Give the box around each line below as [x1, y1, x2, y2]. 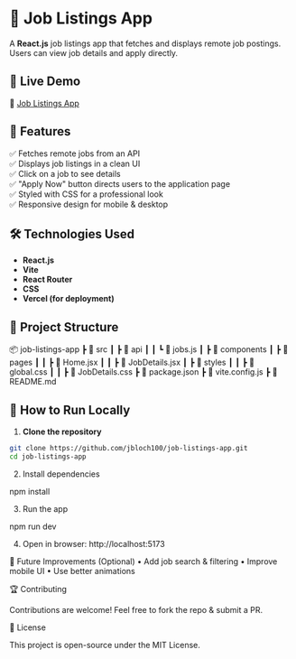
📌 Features [9, 124, 71, 139]
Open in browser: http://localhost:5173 [22, 538, 165, 549]
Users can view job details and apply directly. [9, 47, 179, 58]
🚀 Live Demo [9, 74, 81, 89]
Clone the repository [22, 426, 102, 437]
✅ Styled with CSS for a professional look [9, 189, 164, 200]
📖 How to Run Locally [9, 402, 131, 418]
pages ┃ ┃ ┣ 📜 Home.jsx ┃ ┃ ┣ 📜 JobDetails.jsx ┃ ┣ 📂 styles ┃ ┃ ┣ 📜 [9, 357, 255, 368]
